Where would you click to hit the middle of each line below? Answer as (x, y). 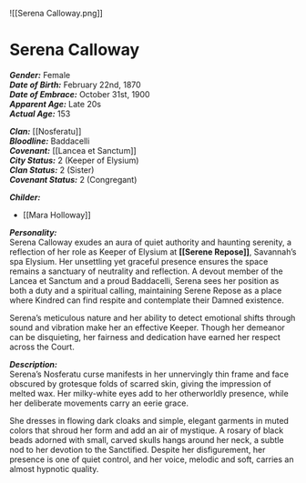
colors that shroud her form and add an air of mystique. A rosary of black (147, 430)
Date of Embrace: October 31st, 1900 (80, 94)
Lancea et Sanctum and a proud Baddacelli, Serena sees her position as (144, 280)
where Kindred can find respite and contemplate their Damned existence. (147, 300)
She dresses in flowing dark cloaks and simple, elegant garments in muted (149, 420)
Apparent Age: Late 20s (56, 104)
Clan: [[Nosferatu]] (46, 131)
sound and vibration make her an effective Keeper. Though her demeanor (147, 327)
